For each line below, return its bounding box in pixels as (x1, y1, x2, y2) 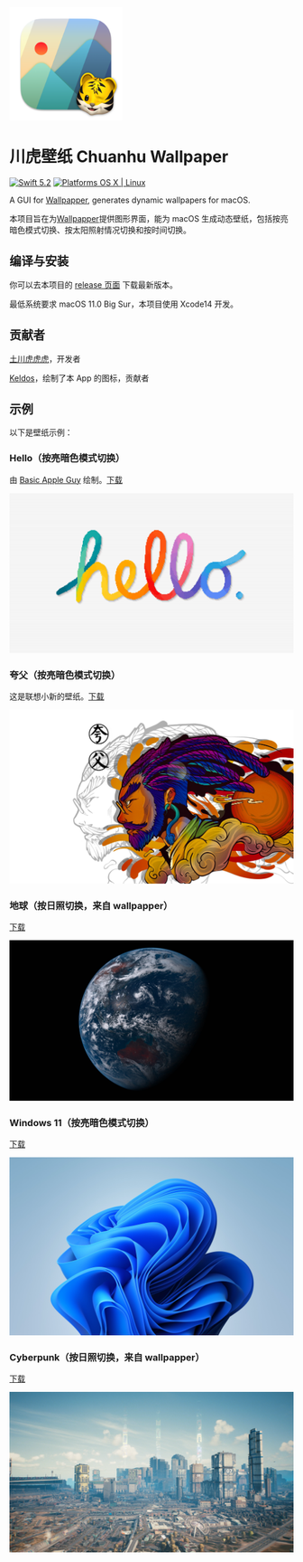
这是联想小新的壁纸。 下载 (9, 691, 105, 702)
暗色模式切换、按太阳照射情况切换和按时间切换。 (9, 224, 191, 235)
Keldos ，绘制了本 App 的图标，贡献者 (9, 373, 150, 383)
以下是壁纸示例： (9, 427, 73, 438)
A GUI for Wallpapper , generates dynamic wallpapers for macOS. (9, 194, 251, 205)
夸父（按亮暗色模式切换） (9, 669, 121, 682)
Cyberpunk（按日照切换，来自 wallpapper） (9, 1351, 205, 1364)
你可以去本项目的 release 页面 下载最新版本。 (9, 279, 179, 290)
